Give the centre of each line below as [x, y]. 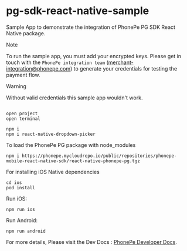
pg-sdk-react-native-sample [78, 11]
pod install [21, 188]
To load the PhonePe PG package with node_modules [71, 145]
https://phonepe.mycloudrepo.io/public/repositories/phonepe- [99, 156]
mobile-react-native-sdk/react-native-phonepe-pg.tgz [73, 161]
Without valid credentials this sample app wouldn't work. [74, 98]
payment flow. [23, 75]
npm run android [26, 231]
